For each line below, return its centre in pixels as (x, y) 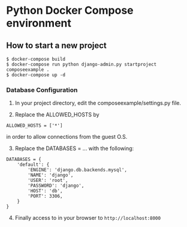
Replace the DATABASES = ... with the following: (74, 148)
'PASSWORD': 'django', (56, 186)
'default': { (33, 165)
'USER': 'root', (48, 181)
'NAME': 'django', (51, 175)
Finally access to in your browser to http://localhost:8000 (88, 218)
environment (39, 23)
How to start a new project (56, 45)
